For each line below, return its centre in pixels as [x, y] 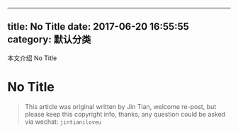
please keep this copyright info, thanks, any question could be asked [125, 114]
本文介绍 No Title [32, 58]
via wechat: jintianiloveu [63, 122]
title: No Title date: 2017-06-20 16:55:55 [98, 27]
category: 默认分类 [49, 40]
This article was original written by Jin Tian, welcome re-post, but [120, 106]
